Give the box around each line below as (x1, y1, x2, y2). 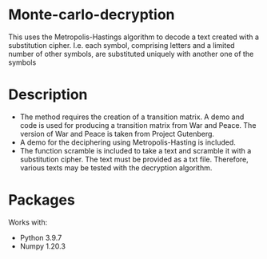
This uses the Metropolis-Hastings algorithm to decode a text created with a (8, 32, 260, 42)
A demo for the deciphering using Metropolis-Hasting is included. (19, 137, 236, 147)
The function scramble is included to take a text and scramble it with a (19, 145, 252, 155)
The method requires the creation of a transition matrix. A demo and (19, 112, 245, 122)
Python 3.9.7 (19, 233, 62, 242)
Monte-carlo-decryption (8, 6, 175, 24)
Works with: (8, 217, 48, 227)
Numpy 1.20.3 (19, 241, 66, 251)
